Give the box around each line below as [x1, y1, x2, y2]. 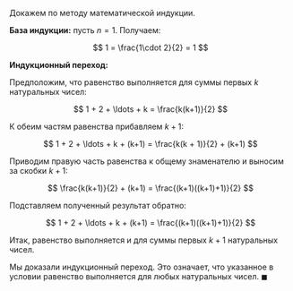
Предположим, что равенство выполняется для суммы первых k [9, 77, 259, 88]
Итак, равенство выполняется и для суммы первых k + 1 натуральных [9, 235, 279, 245]
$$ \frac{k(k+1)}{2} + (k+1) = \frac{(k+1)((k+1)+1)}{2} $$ [47, 183, 254, 193]
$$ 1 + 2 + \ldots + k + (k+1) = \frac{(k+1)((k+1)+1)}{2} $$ [45, 218, 256, 227]
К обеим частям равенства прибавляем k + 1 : [9, 121, 185, 132]
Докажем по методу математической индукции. [9, 8, 195, 18]
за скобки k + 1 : [9, 166, 69, 175]
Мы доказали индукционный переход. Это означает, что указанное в [9, 261, 274, 272]
